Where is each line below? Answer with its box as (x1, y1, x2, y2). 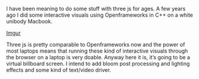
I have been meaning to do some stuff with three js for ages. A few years (6, 5, 186, 12)
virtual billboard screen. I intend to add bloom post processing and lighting (6, 60, 190, 67)
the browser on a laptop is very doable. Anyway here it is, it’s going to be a (6, 54, 191, 60)
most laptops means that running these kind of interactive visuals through (6, 47, 188, 54)
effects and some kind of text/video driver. (6, 66, 111, 74)
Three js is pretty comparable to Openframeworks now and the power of (6, 41, 185, 48)
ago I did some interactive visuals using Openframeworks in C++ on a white (6, 11, 194, 19)
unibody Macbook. (6, 18, 53, 25)
